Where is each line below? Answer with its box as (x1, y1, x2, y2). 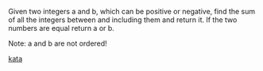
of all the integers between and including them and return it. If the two (8, 15, 238, 24)
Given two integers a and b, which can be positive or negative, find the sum (8, 7, 256, 16)
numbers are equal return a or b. (8, 24, 115, 32)
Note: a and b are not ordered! (8, 39, 107, 48)
